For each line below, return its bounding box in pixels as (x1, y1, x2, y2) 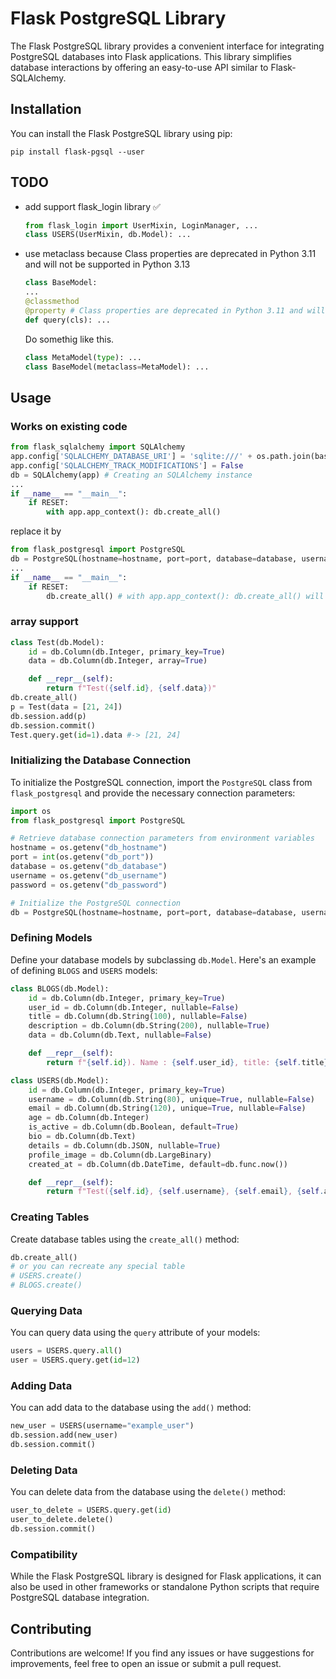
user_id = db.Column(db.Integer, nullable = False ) (28, 1002, 240, 1012)
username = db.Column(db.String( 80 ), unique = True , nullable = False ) (28, 1094, 315, 1104)
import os (10, 806, 52, 816)
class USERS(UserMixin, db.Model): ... (24, 230, 192, 240)
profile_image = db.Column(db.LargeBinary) (28, 1150, 213, 1160)
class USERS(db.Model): (10, 1075, 110, 1086)
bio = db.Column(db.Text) (28, 1132, 137, 1142)
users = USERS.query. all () (10, 1346, 123, 1356)
